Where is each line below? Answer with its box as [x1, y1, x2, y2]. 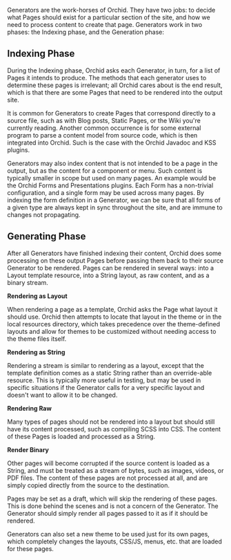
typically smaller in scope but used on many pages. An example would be [7, 174, 217, 182]
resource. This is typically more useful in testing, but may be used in [7, 376, 201, 384]
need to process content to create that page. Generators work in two [7, 21, 203, 28]
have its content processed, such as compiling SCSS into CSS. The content [7, 424, 221, 433]
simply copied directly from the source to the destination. [7, 480, 170, 489]
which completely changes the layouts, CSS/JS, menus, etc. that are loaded [7, 537, 223, 545]
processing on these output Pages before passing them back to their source [7, 256, 224, 265]
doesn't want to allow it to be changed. [7, 391, 118, 399]
